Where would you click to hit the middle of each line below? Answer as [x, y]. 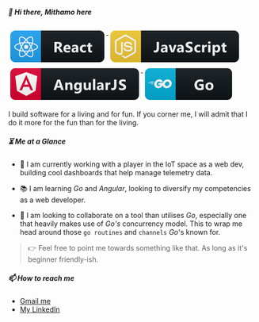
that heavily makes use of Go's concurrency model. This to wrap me [131, 224]
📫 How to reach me [42, 278]
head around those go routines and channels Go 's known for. [120, 232]
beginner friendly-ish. [63, 259]
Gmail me [35, 301]
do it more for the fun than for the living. [73, 122]
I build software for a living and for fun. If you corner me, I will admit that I [128, 114]
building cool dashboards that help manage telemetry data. [116, 172]
